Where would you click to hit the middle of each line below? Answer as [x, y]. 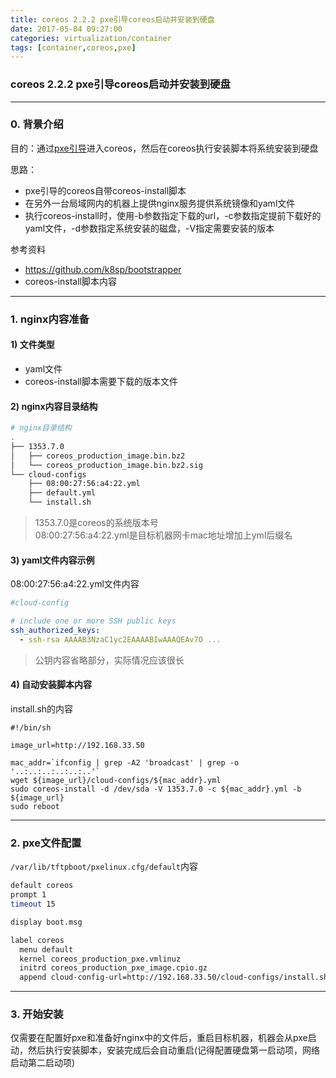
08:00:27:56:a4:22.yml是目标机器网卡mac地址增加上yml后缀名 [163, 535]
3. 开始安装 [37, 1014]
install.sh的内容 [42, 708]
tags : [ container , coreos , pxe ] [73, 47]
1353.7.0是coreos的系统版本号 [96, 523]
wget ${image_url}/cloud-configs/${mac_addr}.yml [116, 780]
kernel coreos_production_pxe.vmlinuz [100, 959]
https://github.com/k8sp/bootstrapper [103, 269]
